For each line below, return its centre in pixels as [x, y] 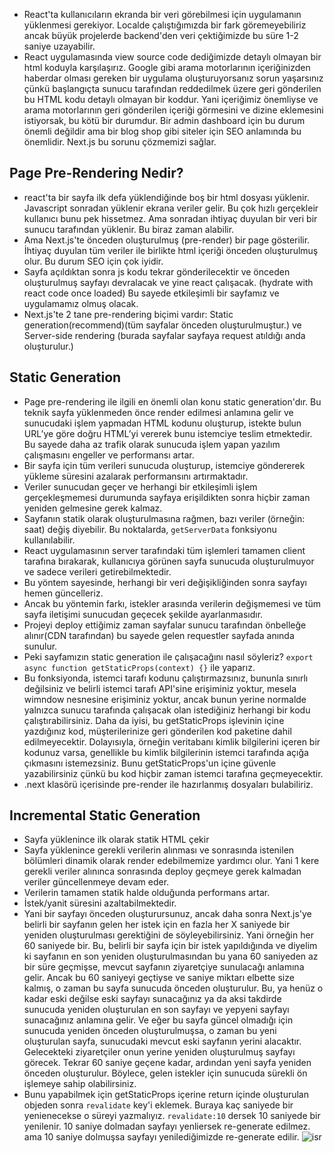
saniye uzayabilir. [59, 46]
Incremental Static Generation [105, 815]
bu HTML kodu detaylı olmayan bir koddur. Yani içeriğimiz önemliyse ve [171, 99]
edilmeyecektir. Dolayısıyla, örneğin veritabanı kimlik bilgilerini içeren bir [172, 741]
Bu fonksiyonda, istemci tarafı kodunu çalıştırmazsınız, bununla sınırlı [166, 678]
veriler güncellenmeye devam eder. [96, 882]
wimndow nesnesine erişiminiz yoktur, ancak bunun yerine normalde [165, 699]
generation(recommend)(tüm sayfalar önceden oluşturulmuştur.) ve [162, 325]
